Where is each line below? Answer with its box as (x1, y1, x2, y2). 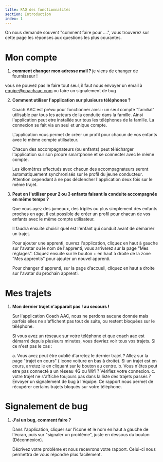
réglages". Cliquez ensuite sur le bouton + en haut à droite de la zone (12, 251, 151, 257)
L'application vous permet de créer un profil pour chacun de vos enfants (12, 132, 157, 138)
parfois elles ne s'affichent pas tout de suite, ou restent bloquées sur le (12, 318, 155, 324)
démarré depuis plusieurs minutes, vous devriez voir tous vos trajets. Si (12, 338, 156, 344)
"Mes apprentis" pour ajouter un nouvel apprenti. (12, 256, 110, 261)
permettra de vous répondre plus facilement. (12, 452, 102, 458)
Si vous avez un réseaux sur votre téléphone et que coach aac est (12, 333, 145, 339)
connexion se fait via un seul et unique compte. (12, 122, 107, 128)
